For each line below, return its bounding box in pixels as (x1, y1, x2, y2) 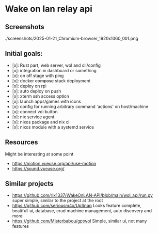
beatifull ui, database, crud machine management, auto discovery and (12, 208, 152, 214)
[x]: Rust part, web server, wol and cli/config (12, 62, 101, 68)
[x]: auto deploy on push (12, 88, 62, 94)
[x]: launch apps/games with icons (12, 98, 81, 104)
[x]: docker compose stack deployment (12, 78, 91, 83)
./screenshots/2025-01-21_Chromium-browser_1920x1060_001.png (5, 35, 139, 41)
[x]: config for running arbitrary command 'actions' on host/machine (12, 103, 149, 109)
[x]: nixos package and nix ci (12, 119, 70, 124)
